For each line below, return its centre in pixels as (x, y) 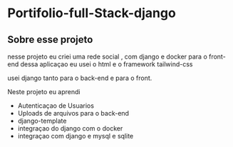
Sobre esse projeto (50, 40)
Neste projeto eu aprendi (44, 92)
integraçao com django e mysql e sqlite (76, 136)
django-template (42, 121)
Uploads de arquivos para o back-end (73, 113)
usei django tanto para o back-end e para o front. (80, 78)
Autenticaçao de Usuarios (56, 106)
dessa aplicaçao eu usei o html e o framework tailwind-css (107, 64)
